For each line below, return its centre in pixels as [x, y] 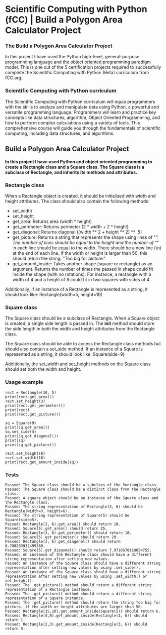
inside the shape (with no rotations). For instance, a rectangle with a [82, 274]
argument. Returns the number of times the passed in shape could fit [83, 269]
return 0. [15, 629]
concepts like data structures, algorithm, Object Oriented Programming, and [83, 117]
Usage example [24, 382]
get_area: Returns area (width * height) [52, 221]
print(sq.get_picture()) [31, 445]
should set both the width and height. [43, 369]
